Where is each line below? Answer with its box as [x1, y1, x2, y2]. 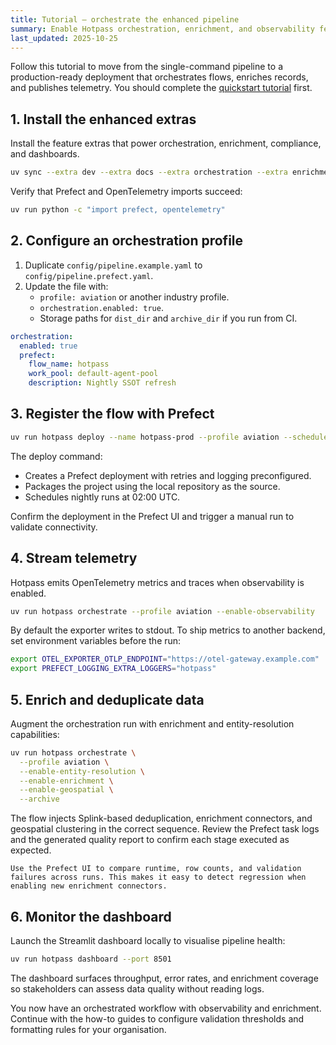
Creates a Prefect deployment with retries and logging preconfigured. [24, 469, 312, 481]
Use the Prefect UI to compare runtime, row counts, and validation [10, 864, 302, 874]
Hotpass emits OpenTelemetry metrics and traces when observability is [10, 576, 305, 588]
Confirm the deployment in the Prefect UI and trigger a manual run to [10, 510, 295, 522]
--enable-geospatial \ [19, 785, 114, 795]
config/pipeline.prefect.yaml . [24, 269, 154, 281]
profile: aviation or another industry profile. [39, 291, 230, 303]
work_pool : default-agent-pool [28, 369, 159, 379]
